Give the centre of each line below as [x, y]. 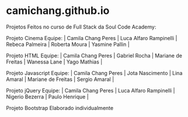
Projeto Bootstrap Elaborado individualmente [60, 108]
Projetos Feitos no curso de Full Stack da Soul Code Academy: [81, 27]
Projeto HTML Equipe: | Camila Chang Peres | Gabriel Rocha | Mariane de [94, 55]
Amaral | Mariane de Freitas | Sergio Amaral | [60, 79]
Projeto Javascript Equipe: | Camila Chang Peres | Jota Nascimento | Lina [94, 73]
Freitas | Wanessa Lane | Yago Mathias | [54, 62]
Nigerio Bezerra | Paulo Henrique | [47, 97]
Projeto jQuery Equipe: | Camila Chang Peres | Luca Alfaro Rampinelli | [90, 90]
